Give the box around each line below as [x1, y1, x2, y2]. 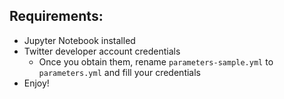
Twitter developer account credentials [23, 45, 181, 57]
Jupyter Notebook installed [23, 34, 136, 46]
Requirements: [9, 8, 104, 25]
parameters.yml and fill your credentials [38, 66, 201, 78]
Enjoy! [23, 77, 50, 89]
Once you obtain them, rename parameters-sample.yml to [38, 55, 274, 68]
